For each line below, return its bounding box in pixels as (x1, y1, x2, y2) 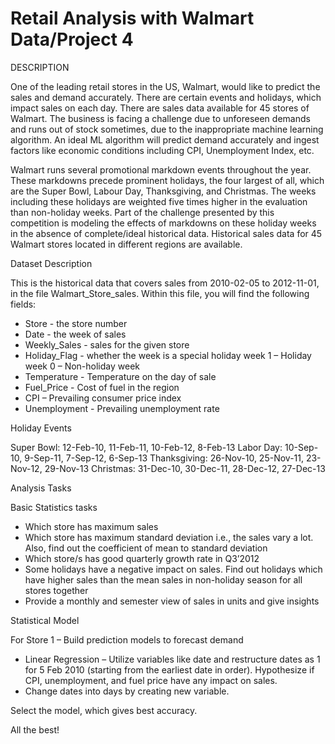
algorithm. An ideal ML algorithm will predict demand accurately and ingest (10, 133, 320, 146)
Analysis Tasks (10, 482, 72, 494)
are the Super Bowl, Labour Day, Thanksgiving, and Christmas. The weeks (10, 185, 317, 197)
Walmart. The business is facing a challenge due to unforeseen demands (10, 112, 311, 124)
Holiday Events (10, 422, 72, 434)
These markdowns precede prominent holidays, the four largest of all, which (10, 174, 325, 186)
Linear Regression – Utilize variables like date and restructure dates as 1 (24, 653, 321, 665)
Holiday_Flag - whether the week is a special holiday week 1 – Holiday (24, 349, 312, 361)
